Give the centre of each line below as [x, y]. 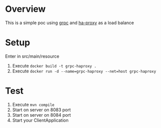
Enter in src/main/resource [32, 56]
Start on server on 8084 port [41, 115]
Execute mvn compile [33, 104]
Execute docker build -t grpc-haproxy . [54, 65]
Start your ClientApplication [40, 120]
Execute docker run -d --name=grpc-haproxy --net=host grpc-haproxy [84, 71]
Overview [25, 9]
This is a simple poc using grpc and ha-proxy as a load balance [70, 23]
